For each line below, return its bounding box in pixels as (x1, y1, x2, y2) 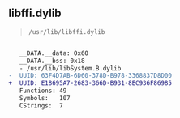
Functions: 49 (19, 86, 67, 95)
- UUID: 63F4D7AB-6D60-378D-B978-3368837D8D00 (8, 72, 173, 80)
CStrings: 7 (19, 101, 63, 110)
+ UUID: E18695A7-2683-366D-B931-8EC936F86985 (8, 79, 173, 87)
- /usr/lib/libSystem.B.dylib (19, 64, 122, 72)
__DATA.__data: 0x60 (19, 48, 89, 57)
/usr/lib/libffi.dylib (28, 27, 105, 36)
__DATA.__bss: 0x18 (19, 57, 85, 65)
